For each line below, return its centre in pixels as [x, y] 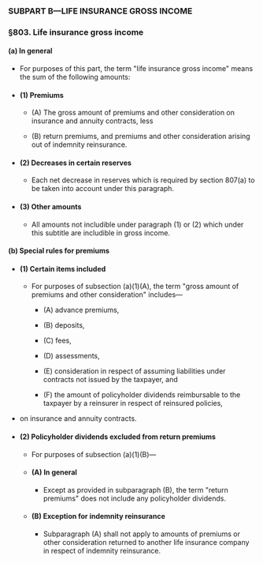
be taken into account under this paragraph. [103, 189]
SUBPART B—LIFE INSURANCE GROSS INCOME [100, 11]
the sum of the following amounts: [75, 77]
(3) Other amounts [50, 207]
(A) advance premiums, [81, 310]
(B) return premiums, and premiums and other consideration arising [141, 137]
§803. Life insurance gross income [76, 32]
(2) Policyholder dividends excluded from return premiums [118, 437]
